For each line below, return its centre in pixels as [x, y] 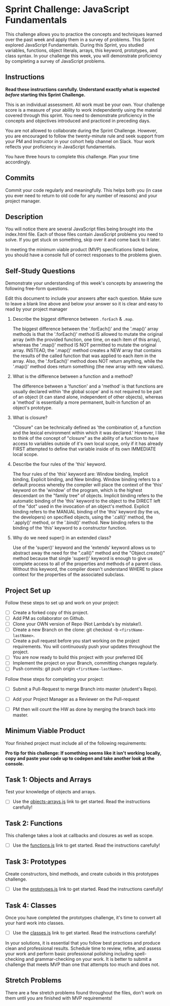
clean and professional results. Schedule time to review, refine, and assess [83, 948]
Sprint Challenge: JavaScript [67, 9]
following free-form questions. [37, 289]
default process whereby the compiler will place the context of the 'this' [88, 485]
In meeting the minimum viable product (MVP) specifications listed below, [82, 250]
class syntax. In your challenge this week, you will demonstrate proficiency [83, 56]
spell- [141, 954]
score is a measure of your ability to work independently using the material [83, 110]
